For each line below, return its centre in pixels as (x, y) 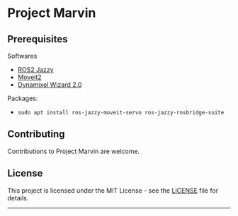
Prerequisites (38, 39)
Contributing (36, 134)
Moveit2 (29, 77)
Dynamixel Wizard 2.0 (50, 85)
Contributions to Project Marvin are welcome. (74, 151)
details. (18, 198)
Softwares (22, 56)
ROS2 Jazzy (36, 70)
